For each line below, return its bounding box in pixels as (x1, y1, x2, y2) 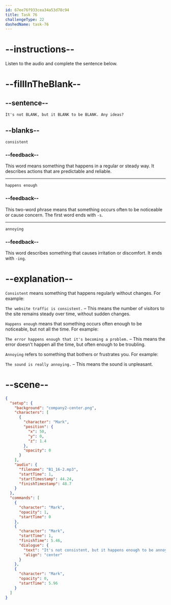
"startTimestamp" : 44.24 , (18, 476, 74, 482)
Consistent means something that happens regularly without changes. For (5, 290, 161, 296)
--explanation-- (5, 273, 73, 285)
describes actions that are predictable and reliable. (5, 168, 112, 174)
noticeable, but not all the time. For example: (5, 326, 99, 332)
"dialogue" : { (18, 543, 49, 548)
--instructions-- (5, 44, 75, 55)
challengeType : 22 (5, 17, 44, 22)
